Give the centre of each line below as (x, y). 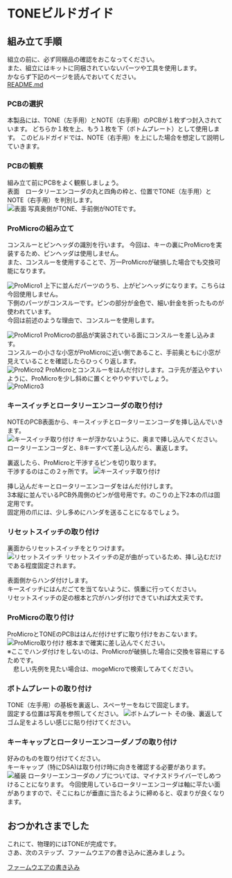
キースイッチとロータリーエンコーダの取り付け (85, 405)
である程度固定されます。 (43, 565)
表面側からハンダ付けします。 (50, 581)
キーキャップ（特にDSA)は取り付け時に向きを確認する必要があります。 (108, 767)
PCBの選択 (25, 103)
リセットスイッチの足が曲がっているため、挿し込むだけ (143, 557)
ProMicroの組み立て (41, 228)
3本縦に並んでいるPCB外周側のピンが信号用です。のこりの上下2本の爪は (111, 495)
